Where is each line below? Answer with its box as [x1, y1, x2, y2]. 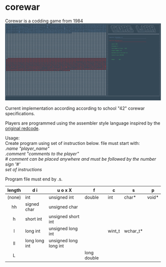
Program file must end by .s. [5, 176, 63, 182]
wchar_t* [124, 228, 143, 234]
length [7, 187, 21, 193]
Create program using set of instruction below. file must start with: [5, 140, 140, 146]
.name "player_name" [5, 145, 50, 152]
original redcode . [5, 126, 40, 132]
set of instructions [5, 167, 42, 173]
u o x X [57, 187, 72, 193]
